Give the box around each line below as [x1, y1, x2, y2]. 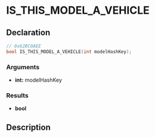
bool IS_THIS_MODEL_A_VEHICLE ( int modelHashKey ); [6, 48, 132, 54]
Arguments [6, 63, 40, 71]
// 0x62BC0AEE [6, 43, 42, 49]
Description [6, 122, 51, 132]
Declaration [6, 27, 51, 38]
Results [6, 91, 29, 99]
